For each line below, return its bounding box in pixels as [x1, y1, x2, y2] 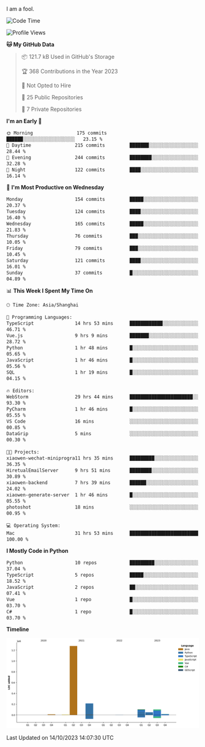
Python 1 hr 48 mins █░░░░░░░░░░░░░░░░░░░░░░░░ [6, 345, 199, 351]
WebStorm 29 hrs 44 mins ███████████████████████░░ [6, 394, 199, 400]
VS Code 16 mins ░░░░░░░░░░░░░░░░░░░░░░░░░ [6, 419, 199, 425]
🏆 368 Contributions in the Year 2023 [21, 67, 118, 75]
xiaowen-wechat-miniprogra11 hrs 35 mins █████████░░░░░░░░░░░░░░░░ [6, 455, 199, 461]
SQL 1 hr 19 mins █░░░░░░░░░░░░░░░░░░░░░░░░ [6, 370, 199, 376]
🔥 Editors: [6, 388, 35, 394]
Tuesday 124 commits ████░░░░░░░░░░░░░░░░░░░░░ [6, 208, 199, 214]
